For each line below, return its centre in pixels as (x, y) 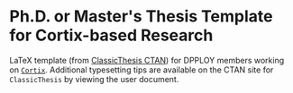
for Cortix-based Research (111, 35)
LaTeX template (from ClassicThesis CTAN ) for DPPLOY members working (147, 60)
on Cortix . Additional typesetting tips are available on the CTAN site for (142, 70)
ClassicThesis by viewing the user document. (94, 79)
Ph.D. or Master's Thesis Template (141, 17)
